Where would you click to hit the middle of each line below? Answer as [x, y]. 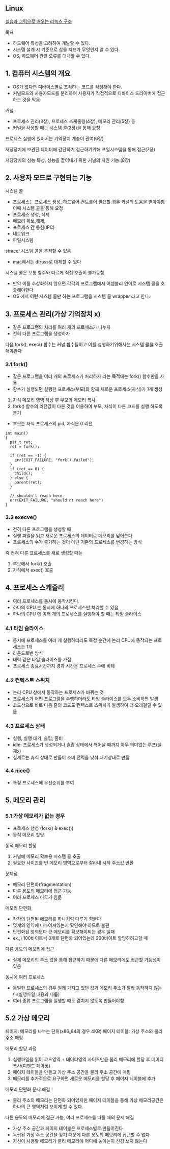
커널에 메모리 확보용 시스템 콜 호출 [47, 856]
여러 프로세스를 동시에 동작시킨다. [46, 601]
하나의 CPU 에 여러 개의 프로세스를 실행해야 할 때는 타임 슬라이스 [77, 614]
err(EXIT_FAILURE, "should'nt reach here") [56, 500]
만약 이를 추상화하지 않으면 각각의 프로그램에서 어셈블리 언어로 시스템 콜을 [86, 283]
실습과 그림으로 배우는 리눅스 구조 [39, 21]
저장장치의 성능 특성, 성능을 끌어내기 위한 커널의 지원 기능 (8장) [68, 160]
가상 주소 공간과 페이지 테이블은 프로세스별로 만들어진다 [68, 1129]
